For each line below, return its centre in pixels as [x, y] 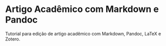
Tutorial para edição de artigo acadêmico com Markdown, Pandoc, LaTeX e [83, 33]
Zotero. [13, 39]
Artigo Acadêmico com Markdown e [82, 9]
